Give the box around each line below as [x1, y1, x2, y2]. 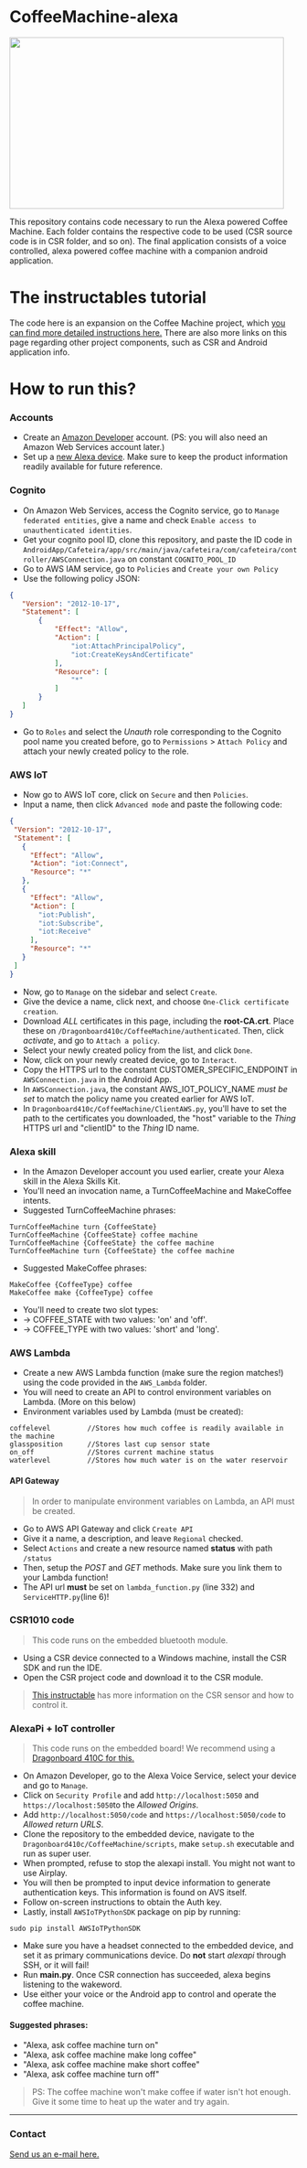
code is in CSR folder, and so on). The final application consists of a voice [9, 235, 287, 246]
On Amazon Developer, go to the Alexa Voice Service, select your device [22, 1770, 297, 1781]
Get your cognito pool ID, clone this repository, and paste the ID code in [22, 533, 292, 545]
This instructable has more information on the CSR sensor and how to [31, 1690, 294, 1701]
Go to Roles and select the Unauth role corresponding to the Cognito [22, 725, 281, 737]
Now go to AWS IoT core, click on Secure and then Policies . [22, 789, 249, 800]
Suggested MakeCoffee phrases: [22, 1262, 148, 1273]
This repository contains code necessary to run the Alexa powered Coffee [9, 216, 288, 227]
